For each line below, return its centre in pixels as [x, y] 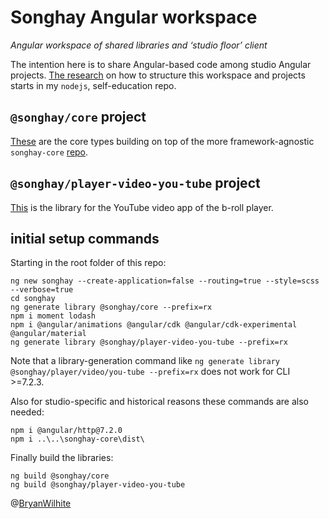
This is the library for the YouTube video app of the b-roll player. [142, 207]
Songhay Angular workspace [134, 17]
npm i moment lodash [53, 316]
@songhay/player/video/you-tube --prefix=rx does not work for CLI [150, 372]
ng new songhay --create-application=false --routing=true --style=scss [165, 281]
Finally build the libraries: [62, 458]
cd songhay [33, 299]
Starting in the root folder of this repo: [88, 263]
